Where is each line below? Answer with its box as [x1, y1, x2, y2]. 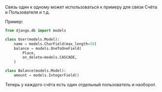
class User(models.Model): [5, 37, 60, 42]
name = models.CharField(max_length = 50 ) [14, 41, 97, 46]
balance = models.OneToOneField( [14, 46, 82, 51]
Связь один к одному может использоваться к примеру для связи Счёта [5, 4, 157, 10]
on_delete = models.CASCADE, [22, 55, 77, 60]
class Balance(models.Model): [5, 68, 67, 74]
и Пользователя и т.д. [5, 9, 50, 15]
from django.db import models [5, 28, 67, 33]
